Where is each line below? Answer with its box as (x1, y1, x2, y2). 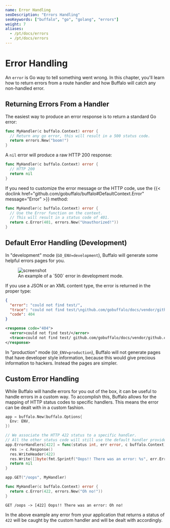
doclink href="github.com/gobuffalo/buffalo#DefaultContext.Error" (5, 190, 144, 196)
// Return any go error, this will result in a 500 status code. (10, 133, 151, 139)
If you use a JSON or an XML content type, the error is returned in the (5, 282, 151, 288)
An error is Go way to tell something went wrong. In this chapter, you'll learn (5, 74, 164, 80)
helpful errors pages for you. (5, 257, 65, 263)
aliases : (5, 26, 24, 31)
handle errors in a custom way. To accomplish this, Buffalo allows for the (5, 393, 157, 400)
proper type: (5, 288, 31, 294)
